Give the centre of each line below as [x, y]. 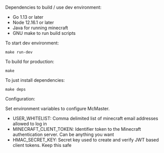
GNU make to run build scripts [44, 33]
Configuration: [20, 99]
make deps [16, 89]
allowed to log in [30, 124]
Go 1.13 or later [28, 17]
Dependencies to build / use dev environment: [53, 7]
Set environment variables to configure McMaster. [57, 109]
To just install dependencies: [35, 80]
